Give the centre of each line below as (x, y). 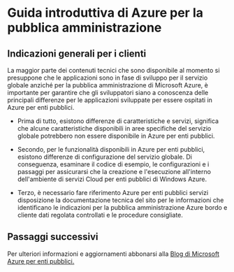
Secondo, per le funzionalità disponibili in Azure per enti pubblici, (111, 149)
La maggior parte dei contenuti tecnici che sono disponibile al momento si (114, 70)
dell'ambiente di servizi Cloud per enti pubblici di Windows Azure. (112, 179)
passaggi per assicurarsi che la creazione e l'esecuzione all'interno (114, 172)
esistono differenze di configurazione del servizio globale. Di (104, 157)
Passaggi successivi (53, 237)
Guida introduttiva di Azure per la (105, 13)
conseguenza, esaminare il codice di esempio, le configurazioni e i (113, 164)
